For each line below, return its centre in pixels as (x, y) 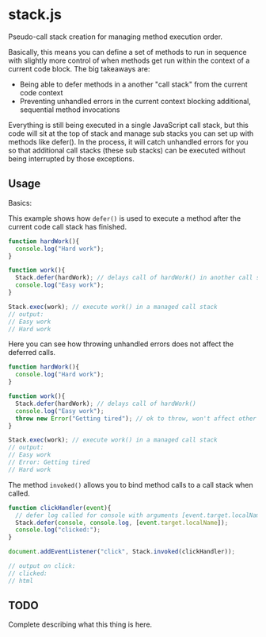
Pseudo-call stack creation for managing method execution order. (116, 37)
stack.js (35, 15)
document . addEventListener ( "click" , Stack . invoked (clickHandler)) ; (122, 552)
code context (41, 92)
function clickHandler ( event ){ (60, 508)
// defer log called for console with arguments (97, 515)
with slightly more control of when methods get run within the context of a (129, 60)
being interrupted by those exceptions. (71, 158)
